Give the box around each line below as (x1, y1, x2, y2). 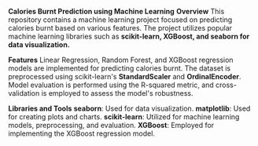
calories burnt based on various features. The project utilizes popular (8, 24, 233, 32)
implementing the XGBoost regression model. (8, 129, 156, 138)
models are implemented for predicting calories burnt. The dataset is (8, 64, 231, 73)
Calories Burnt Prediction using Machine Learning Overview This (8, 7, 225, 16)
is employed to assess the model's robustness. (41, 89, 194, 97)
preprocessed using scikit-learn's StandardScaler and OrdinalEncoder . (8, 72, 241, 81)
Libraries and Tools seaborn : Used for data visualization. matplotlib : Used (8, 104, 251, 113)
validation (8, 89, 40, 97)
